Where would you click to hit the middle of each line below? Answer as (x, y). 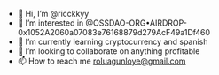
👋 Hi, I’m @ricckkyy (53, 14)
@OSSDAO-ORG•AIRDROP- (137, 23)
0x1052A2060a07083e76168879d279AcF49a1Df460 (114, 32)
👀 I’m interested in (51, 23)
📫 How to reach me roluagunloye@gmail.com (102, 61)
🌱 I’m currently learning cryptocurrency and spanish (113, 41)
